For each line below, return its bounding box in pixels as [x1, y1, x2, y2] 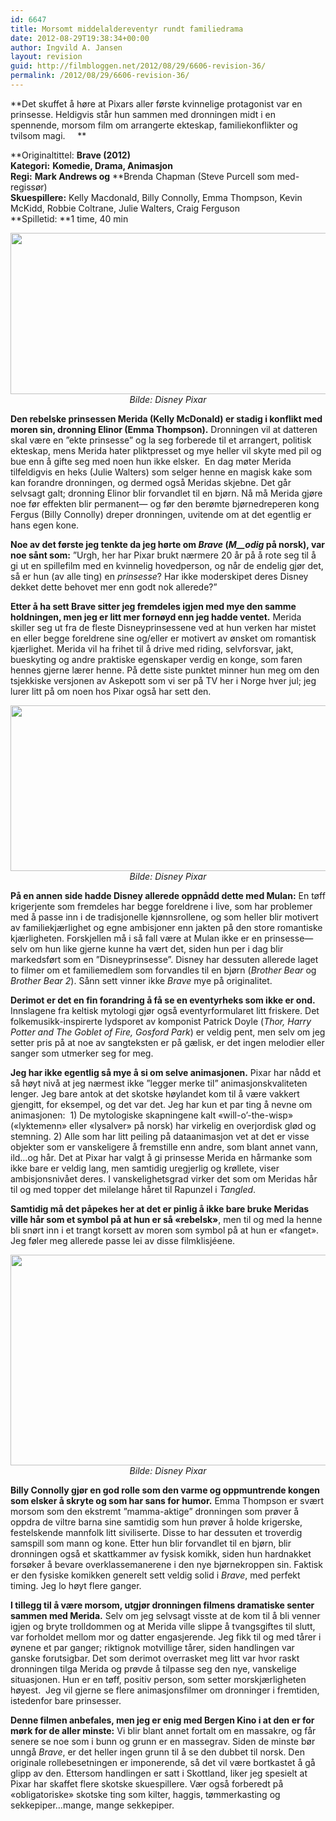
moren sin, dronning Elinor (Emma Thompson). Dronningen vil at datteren [10, 423, 318, 435]
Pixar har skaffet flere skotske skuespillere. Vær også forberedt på [10, 1777, 284, 1790]
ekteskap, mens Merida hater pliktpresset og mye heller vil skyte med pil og [10, 444, 322, 456]
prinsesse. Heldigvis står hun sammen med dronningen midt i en [10, 108, 277, 120]
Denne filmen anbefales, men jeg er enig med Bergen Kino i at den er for [10, 1714, 315, 1726]
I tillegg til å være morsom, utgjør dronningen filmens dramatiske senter [10, 1599, 315, 1611]
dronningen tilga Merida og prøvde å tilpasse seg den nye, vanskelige [10, 1662, 297, 1675]
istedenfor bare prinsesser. [10, 1694, 122, 1706]
